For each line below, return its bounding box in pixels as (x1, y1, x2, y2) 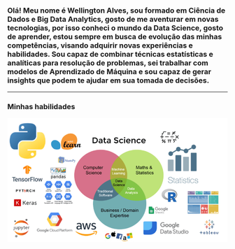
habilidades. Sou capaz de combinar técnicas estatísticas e (7, 49, 213, 59)
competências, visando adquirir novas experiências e (7, 41, 194, 50)
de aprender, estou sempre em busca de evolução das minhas (7, 31, 222, 41)
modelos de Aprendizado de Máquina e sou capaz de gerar (7, 66, 212, 76)
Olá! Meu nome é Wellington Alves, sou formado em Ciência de (7, 6, 226, 15)
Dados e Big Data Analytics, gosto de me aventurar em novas (7, 14, 219, 24)
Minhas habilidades (7, 102, 76, 112)
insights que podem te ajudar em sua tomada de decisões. (7, 76, 210, 85)
